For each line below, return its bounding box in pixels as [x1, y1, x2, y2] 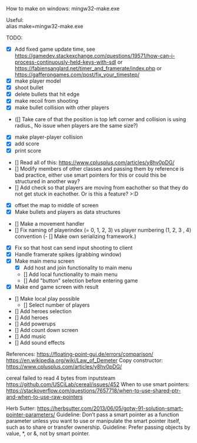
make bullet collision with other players [14, 104, 109, 111]
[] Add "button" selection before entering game [23, 277, 138, 284]
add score [14, 140, 39, 147]
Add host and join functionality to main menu [23, 264, 132, 271]
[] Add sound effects [14, 339, 65, 346]
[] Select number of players [23, 301, 90, 308]
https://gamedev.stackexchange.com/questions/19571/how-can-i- [14, 53, 175, 60]
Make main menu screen [14, 257, 75, 265]
